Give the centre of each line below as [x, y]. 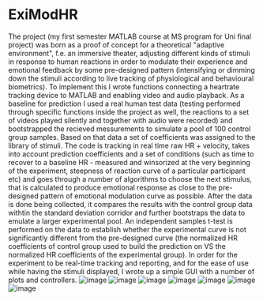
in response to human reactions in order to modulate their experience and [128, 62]
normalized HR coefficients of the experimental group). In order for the [123, 254]
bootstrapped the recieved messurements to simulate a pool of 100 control [130, 129]
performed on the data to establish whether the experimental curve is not [128, 229]
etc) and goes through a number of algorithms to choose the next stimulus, [130, 179]
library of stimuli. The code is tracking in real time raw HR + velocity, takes [129, 145]
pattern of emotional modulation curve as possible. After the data [147, 196]
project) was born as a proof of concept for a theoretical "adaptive [116, 44]
